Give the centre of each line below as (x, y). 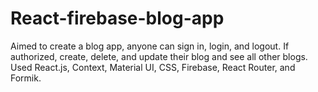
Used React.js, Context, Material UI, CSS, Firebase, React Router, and (153, 67)
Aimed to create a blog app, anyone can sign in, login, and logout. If (150, 46)
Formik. (26, 78)
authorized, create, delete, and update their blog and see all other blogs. (159, 56)
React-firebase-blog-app (117, 18)
